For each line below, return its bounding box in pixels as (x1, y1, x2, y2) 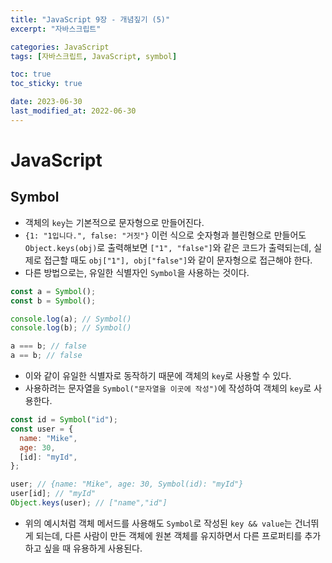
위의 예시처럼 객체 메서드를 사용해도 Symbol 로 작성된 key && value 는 (24, 517, 293, 529)
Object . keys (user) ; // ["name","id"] (10, 498, 168, 508)
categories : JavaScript (10, 42, 110, 52)
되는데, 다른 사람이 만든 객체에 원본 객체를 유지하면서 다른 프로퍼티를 (35, 529, 303, 541)
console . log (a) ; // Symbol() (10, 314, 132, 324)
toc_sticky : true (10, 79, 83, 89)
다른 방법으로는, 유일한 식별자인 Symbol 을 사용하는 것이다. (24, 266, 250, 278)
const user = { (10, 424, 74, 434)
